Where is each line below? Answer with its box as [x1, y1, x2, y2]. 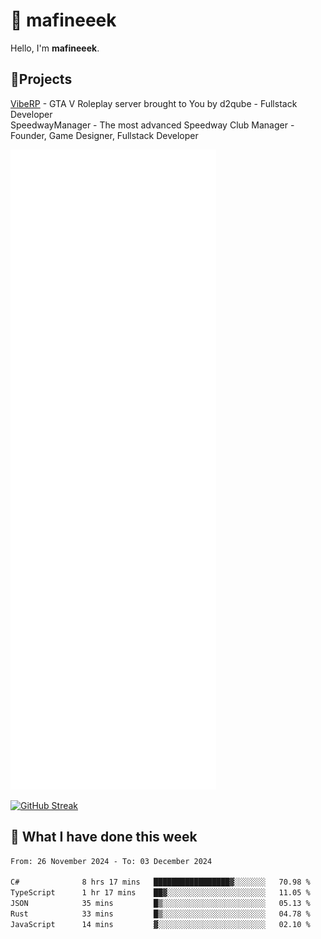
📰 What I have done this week [10, 829, 198, 846]
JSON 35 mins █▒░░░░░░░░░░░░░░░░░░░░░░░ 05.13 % [10, 899, 311, 909]
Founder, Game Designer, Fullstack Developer [10, 129, 199, 141]
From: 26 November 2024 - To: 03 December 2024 [10, 856, 213, 866]
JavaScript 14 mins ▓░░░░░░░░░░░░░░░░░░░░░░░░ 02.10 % [10, 919, 311, 929]
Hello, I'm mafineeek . [10, 42, 100, 54]
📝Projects [10, 71, 73, 88]
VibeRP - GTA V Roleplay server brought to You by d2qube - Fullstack [10, 97, 298, 109]
